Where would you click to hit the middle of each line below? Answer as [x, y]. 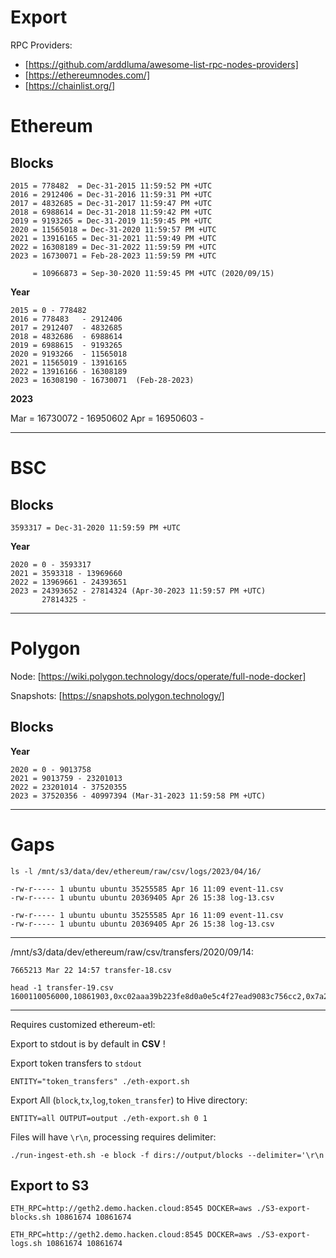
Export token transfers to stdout [76, 1063]
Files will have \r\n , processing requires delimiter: [113, 1137]
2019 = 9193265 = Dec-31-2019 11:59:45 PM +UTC [111, 221]
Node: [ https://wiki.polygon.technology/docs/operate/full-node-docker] [158, 676]
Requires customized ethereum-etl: [83, 1024]
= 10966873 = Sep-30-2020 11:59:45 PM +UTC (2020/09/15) [153, 273]
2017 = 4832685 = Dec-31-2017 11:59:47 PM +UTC [111, 203]
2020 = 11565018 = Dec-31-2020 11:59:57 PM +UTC [113, 229]
